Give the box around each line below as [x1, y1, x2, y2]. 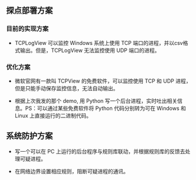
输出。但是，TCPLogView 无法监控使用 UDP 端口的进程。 [19, 47, 161, 54]
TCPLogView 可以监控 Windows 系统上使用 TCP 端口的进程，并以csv [14, 39, 183, 46]
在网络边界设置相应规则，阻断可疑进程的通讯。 [14, 168, 129, 175]
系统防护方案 [6, 131, 53, 141]
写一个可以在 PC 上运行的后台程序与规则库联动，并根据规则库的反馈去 [14, 148, 185, 155]
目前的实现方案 [6, 25, 49, 33]
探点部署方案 [6, 5, 53, 16]
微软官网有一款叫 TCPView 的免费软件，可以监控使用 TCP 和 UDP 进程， [14, 77, 191, 84]
